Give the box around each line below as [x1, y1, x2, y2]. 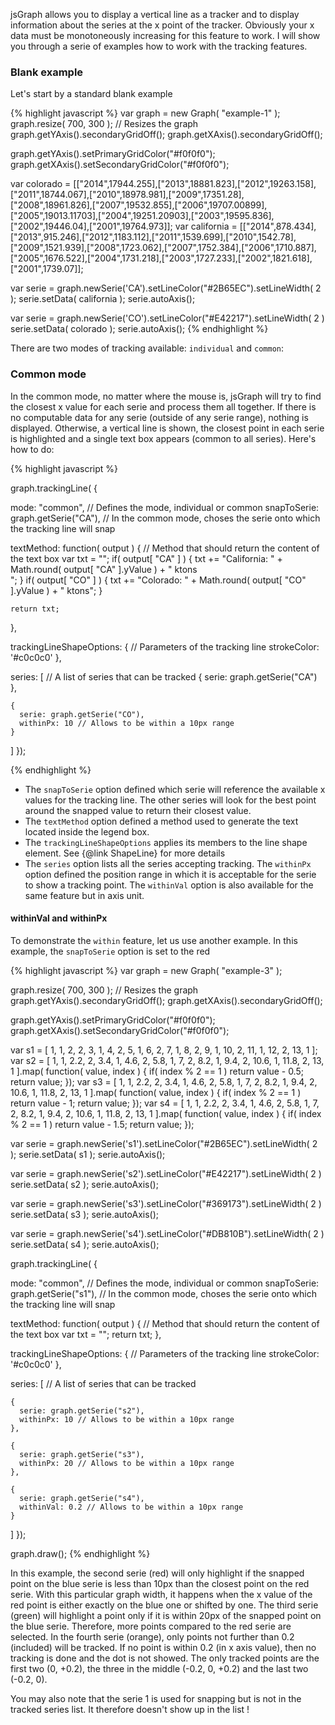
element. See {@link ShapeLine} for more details [24, 847, 226, 859]
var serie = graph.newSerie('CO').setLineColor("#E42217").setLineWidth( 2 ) [10, 312, 325, 324]
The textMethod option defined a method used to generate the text [24, 815, 299, 827]
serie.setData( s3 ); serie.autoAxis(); [10, 1208, 160, 1220]
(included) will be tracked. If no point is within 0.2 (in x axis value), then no [10, 1641, 317, 1653]
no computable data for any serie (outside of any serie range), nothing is [10, 411, 309, 423]
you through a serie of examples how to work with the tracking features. [10, 40, 308, 52]
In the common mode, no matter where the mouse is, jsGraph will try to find [10, 390, 322, 402]
